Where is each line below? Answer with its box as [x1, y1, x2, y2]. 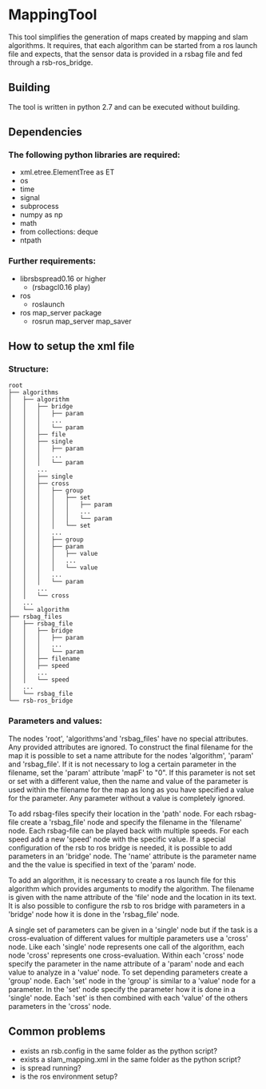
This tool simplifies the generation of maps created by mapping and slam [8, 32, 248, 42]
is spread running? [19, 1063, 81, 1072]
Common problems [8, 1025, 106, 1039]
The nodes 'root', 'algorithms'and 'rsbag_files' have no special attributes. [8, 733, 249, 743]
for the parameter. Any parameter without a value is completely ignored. [8, 793, 245, 802]
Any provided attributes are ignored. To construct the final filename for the [8, 742, 253, 752]
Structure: [8, 364, 50, 375]
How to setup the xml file [8, 340, 135, 353]
